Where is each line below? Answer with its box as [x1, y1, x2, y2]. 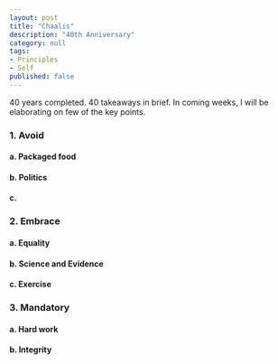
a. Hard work [9, 323, 59, 334]
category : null [9, 38, 67, 48]
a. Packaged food [9, 151, 77, 163]
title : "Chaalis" [9, 22, 75, 31]
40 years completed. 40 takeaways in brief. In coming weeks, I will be [9, 97, 269, 107]
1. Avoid [9, 128, 45, 141]
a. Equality [9, 237, 51, 248]
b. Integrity [9, 344, 52, 355]
